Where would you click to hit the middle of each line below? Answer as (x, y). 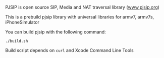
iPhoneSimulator (22, 22)
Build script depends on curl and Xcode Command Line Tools (69, 50)
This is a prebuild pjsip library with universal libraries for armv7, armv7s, (80, 17)
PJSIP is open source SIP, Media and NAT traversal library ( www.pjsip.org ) (83, 7)
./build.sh (17, 41)
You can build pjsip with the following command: (56, 32)
